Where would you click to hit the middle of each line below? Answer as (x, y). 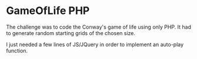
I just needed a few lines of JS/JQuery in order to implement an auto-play (95, 44)
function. (17, 50)
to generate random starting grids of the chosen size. (71, 33)
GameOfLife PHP (48, 11)
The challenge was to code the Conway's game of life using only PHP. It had (99, 27)
